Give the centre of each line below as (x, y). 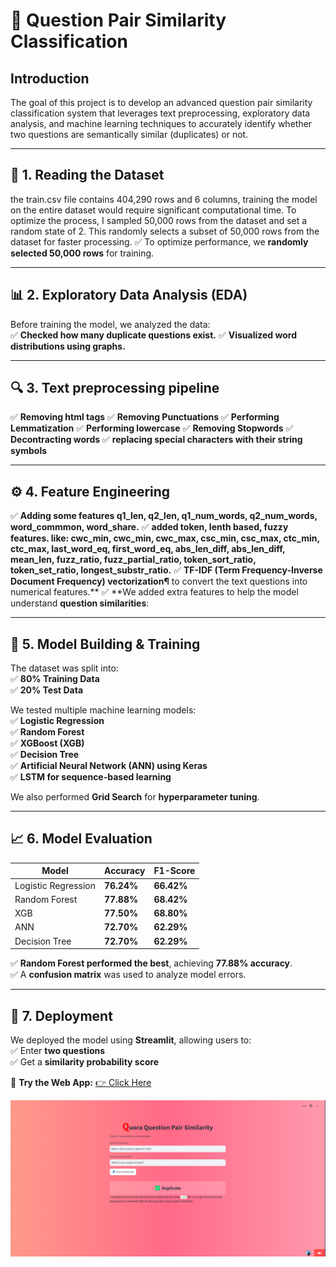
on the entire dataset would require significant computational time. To (153, 210)
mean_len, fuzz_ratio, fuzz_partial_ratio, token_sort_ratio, (133, 560)
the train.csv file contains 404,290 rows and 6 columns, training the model (164, 199)
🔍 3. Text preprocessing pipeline (115, 388)
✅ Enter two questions (58, 1050)
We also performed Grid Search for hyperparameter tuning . (135, 797)
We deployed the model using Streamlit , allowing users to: (131, 1040)
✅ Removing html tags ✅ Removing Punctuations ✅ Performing (145, 417)
